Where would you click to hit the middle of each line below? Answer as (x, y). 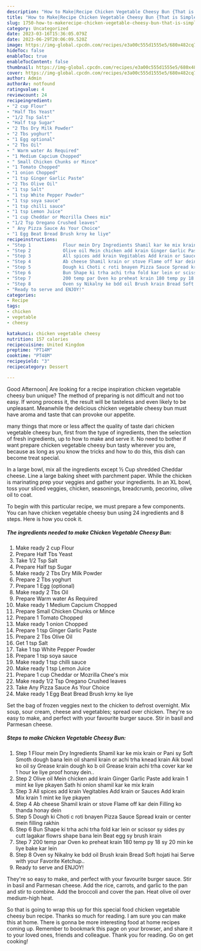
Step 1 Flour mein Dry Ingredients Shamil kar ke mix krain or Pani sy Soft (104, 753)
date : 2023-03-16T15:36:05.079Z (47, 34)
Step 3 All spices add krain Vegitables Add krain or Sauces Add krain (100, 791)
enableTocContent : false (38, 62)
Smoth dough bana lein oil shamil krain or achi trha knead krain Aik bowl (104, 759)
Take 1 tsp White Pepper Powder (55, 649)
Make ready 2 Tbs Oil (42, 592)
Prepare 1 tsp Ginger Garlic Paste (56, 630)
